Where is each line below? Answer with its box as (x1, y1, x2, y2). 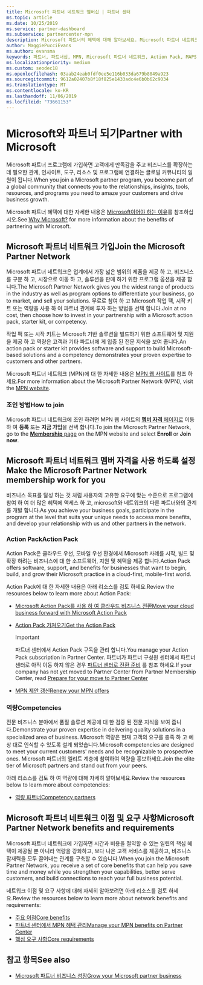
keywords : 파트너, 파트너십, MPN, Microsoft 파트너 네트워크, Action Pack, (6, 54, 184, 60)
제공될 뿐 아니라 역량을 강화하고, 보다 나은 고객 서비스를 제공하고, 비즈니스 (17, 847, 192, 854)
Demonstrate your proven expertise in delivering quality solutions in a (12, 726, 185, 733)
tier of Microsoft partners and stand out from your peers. (6, 762, 148, 769)
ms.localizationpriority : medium (6, 59, 91, 65)
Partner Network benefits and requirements (6, 823, 175, 833)
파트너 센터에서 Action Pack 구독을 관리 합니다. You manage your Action (14, 646, 188, 653)
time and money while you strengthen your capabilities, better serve (6, 868, 176, 875)
